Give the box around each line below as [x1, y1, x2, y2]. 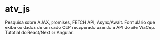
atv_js [5, 3, 30, 14]
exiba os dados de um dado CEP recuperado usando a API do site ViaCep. [5, 24, 156, 30]
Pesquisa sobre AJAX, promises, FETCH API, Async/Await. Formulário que [5, 19, 156, 25]
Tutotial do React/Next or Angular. [5, 29, 74, 35]
